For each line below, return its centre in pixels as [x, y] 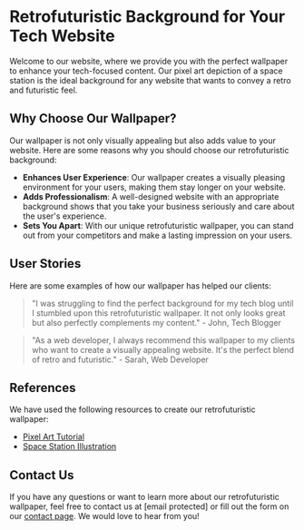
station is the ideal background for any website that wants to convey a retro [151, 80]
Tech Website [62, 36]
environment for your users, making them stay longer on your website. [154, 187]
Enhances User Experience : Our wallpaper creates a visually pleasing [154, 177]
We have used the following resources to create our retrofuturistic [132, 409]
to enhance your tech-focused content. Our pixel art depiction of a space [146, 71]
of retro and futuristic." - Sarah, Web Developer [120, 359]
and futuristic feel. [44, 90]
